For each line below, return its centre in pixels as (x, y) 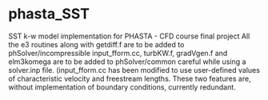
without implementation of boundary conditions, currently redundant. (122, 87)
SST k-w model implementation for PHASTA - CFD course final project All (129, 36)
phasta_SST (49, 14)
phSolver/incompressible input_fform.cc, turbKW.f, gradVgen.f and (118, 53)
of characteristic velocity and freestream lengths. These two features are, (130, 78)
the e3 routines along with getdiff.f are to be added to (96, 44)
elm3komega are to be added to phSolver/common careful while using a (127, 62)
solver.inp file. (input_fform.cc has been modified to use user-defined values (134, 70)
